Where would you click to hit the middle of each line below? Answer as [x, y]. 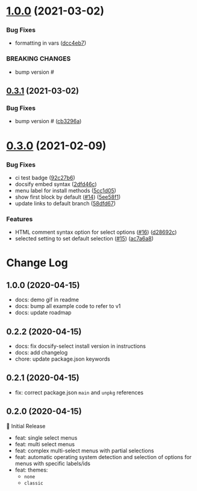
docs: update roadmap [43, 313]
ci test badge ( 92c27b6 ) [45, 178]
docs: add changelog [41, 353]
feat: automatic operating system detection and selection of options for [103, 457]
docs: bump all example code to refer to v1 [68, 306]
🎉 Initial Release [26, 426]
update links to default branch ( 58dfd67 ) [65, 203]
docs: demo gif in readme [47, 300]
